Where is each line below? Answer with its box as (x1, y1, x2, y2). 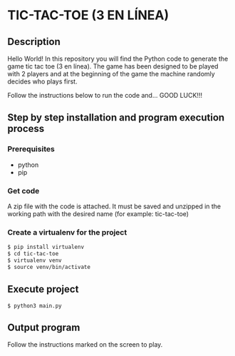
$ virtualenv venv (7, 257, 62, 264)
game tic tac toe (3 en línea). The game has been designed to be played (7, 62, 219, 71)
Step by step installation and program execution (7, 111, 225, 124)
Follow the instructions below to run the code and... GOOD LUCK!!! (7, 91, 203, 99)
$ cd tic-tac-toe (7, 250, 59, 258)
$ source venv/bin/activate (7, 263, 91, 270)
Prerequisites (7, 144, 55, 154)
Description (7, 36, 61, 48)
